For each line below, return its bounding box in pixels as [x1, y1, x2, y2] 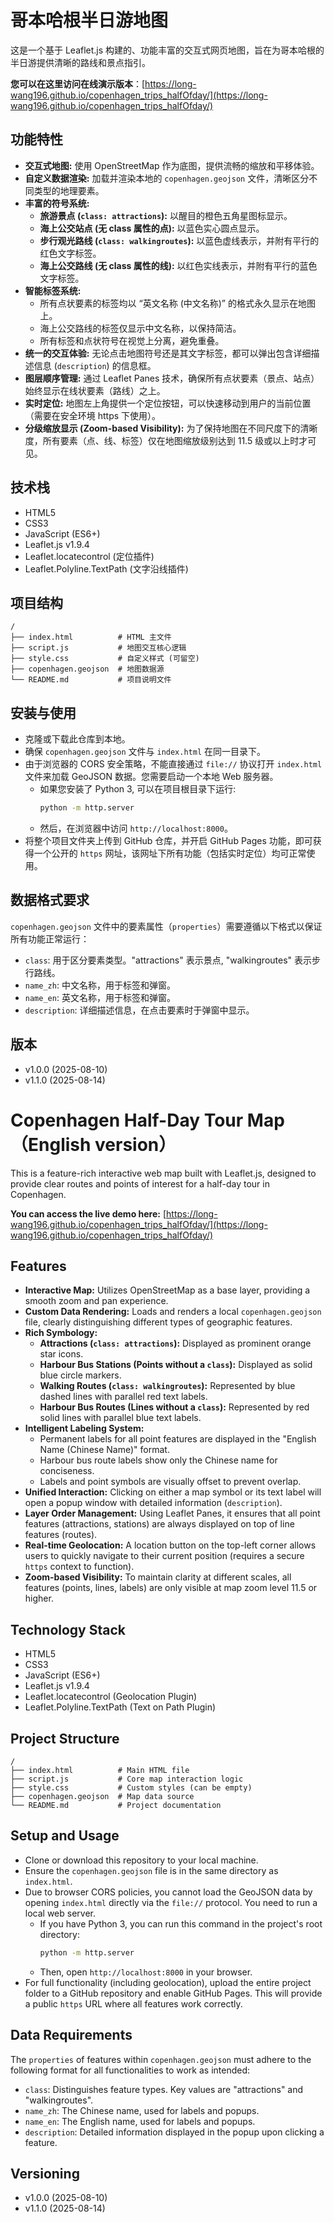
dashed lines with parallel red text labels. [39, 1391, 208, 1403]
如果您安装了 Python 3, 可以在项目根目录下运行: [39, 783, 237, 795]
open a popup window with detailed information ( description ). [24, 1497, 283, 1509]
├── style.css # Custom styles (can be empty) [10, 1783, 253, 1793]
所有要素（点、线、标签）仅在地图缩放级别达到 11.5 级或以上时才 [42, 434, 308, 446]
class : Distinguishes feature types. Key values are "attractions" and [24, 2083, 304, 2095]
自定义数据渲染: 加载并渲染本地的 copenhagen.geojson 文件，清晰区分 [24, 172, 310, 184]
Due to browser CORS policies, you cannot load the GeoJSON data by [24, 1886, 313, 1898]
